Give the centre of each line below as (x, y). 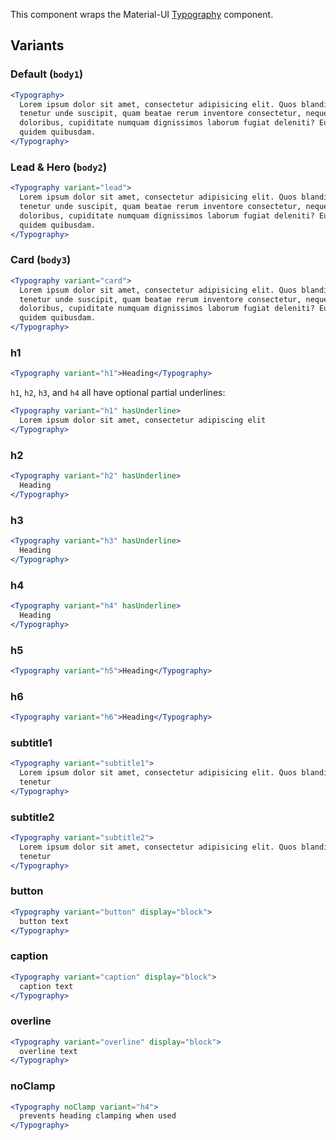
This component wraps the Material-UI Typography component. (142, 14)
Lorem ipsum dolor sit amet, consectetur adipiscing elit (143, 420)
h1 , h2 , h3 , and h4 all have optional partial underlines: (118, 393)
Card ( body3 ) (41, 260)
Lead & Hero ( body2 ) (59, 167)
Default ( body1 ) (47, 74)
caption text (46, 986)
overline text (48, 1051)
